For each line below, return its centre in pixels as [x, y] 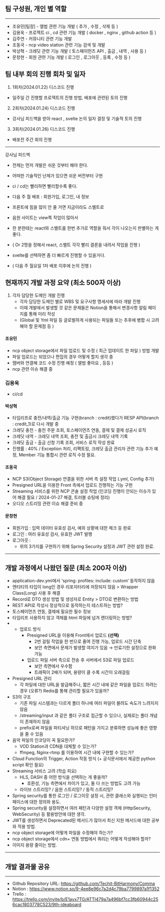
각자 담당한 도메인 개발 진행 [39, 296]
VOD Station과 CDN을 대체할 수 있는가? [58, 746]
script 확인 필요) [28, 765]
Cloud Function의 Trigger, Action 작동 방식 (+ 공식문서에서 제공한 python [84, 759]
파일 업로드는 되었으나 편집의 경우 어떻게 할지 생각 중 [63, 356]
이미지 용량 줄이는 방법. [35, 845]
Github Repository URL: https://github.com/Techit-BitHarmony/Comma [83, 884]
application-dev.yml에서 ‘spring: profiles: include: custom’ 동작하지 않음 [83, 581]
